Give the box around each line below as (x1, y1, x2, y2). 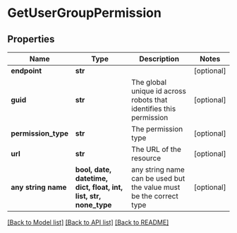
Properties (7, 33, 55, 45)
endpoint (11, 66, 42, 76)
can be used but (131, 174, 186, 183)
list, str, (75, 191, 102, 201)
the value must (131, 182, 181, 192)
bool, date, (75, 165, 111, 174)
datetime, (75, 174, 108, 183)
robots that (131, 95, 168, 104)
